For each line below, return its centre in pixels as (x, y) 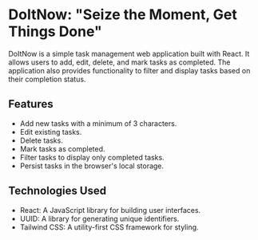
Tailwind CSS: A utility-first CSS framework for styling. (109, 227)
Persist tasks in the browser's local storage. (92, 166)
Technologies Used (57, 191)
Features (31, 104)
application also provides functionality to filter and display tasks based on (129, 70)
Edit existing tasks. (51, 132)
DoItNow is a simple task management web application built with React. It (129, 53)
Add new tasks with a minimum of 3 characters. (98, 123)
